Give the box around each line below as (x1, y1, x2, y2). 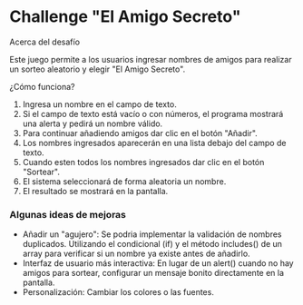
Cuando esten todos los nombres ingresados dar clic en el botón (22, 156, 265, 167)
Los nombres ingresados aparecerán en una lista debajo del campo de (22, 137, 287, 148)
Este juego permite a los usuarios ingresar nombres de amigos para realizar (9, 54, 292, 64)
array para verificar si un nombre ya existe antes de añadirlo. (22, 248, 251, 260)
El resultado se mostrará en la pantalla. (22, 185, 169, 196)
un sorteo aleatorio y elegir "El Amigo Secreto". (9, 64, 186, 74)
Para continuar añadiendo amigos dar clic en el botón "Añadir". (22, 127, 259, 138)
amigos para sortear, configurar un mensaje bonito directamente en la (22, 268, 284, 279)
